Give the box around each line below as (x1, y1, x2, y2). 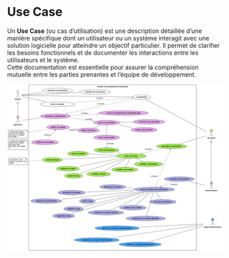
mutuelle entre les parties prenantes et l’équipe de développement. (7, 70, 197, 79)
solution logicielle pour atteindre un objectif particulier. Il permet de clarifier (7, 41, 220, 49)
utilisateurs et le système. (7, 55, 80, 64)
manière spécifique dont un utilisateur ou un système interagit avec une (7, 34, 210, 42)
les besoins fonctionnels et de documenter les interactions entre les (7, 49, 199, 57)
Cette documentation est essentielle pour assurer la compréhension (7, 63, 199, 71)
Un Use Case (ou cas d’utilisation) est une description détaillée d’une (7, 27, 202, 35)
